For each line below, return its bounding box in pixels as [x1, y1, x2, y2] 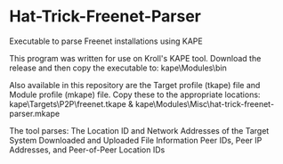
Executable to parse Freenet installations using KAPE [9, 36, 203, 46]
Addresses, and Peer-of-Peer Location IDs [9, 144, 166, 155]
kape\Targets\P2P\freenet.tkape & [9, 98, 133, 109]
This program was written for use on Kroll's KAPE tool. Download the [9, 53, 262, 63]
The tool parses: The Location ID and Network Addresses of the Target [9, 125, 270, 135]
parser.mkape [9, 108, 61, 119]
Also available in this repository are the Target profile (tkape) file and [9, 79, 261, 90]
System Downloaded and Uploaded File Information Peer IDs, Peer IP [9, 135, 263, 145]
